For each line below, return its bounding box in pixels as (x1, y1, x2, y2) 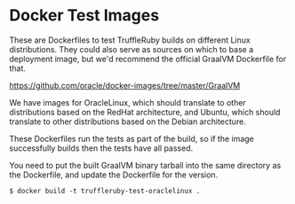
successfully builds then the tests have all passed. (9, 143, 194, 153)
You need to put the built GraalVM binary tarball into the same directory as (9, 160, 282, 170)
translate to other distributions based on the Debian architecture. (9, 116, 246, 127)
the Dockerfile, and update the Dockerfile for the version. (9, 169, 219, 180)
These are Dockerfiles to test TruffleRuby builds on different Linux (9, 35, 251, 45)
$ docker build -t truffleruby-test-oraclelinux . (9, 186, 201, 195)
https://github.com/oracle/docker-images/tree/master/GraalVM (9, 80, 241, 90)
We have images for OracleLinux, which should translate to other (9, 97, 246, 107)
